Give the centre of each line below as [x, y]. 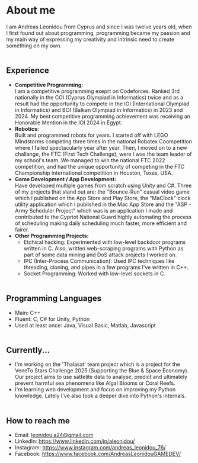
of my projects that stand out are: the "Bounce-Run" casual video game [102, 192]
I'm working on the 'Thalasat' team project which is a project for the [98, 364]
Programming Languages [54, 299]
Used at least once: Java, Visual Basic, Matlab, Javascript [85, 325]
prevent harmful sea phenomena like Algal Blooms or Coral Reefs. [95, 383]
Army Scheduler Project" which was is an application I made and [94, 210]
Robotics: [27, 128]
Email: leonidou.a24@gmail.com [54, 435]
